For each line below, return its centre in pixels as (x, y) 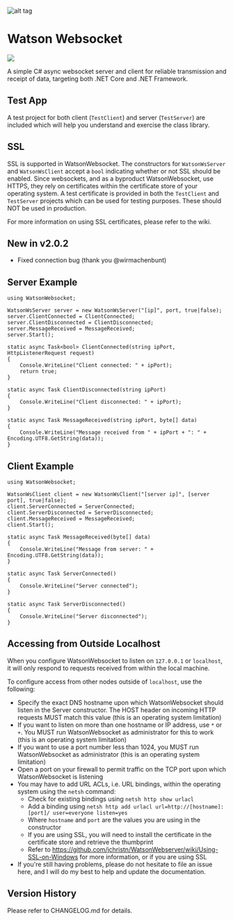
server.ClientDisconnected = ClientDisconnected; (81, 323)
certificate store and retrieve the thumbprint (90, 842)
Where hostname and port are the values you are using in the (114, 820)
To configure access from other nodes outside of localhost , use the (105, 681)
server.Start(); (31, 335)
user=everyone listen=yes (90, 813)
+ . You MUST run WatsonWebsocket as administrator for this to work (115, 732)
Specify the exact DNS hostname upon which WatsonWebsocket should (120, 702)
